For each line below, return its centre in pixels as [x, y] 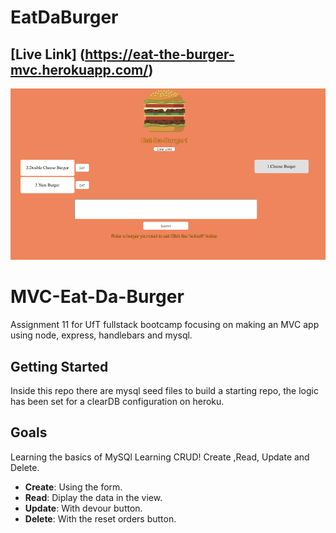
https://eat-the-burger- [159, 54]
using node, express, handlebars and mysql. [101, 335]
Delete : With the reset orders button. [100, 518]
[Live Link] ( [48, 54]
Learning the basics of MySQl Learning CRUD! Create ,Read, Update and [160, 457]
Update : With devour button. [83, 508]
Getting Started [59, 366]
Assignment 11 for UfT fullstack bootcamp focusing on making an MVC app [165, 325]
